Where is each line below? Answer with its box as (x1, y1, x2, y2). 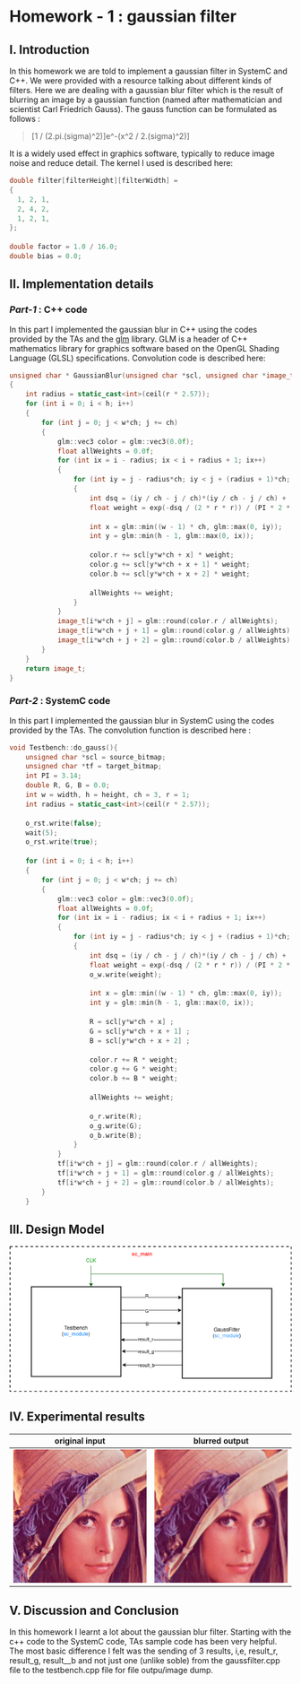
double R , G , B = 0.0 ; (25, 781, 110, 790)
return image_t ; (25, 664, 87, 673)
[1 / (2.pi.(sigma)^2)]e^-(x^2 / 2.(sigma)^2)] (30, 131, 190, 141)
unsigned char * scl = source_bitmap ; (25, 752, 167, 761)
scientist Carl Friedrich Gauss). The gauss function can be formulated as (9, 104, 278, 114)
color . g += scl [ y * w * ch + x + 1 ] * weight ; (89, 560, 251, 569)
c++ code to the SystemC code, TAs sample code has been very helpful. (9, 1636, 278, 1646)
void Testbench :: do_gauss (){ (9, 742, 118, 752)
